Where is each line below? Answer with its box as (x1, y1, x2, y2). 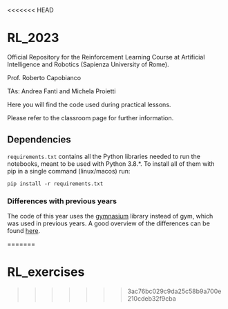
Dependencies (7, 134, 71, 146)
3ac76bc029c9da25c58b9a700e (127, 287, 222, 295)
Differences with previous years (7, 196, 117, 206)
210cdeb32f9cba (127, 294, 176, 303)
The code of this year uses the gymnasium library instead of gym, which (7, 212, 213, 221)
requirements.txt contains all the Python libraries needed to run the (7, 152, 200, 160)
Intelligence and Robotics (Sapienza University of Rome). (7, 60, 169, 68)
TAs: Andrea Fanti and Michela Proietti (7, 86, 116, 95)
